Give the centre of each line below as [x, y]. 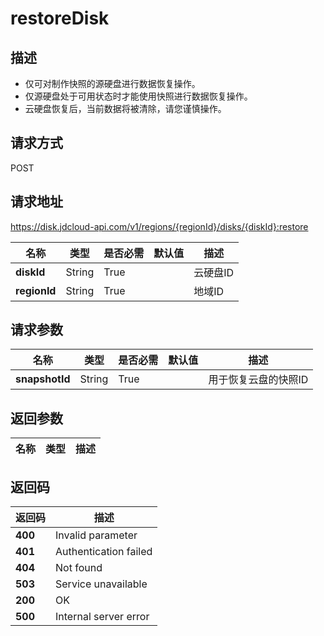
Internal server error [102, 617]
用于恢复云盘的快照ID [258, 380]
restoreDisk [60, 18]
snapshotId [43, 379]
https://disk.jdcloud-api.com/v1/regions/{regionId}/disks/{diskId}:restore [159, 226]
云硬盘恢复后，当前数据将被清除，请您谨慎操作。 [125, 108]
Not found [79, 568]
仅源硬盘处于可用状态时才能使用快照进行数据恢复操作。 [138, 96]
